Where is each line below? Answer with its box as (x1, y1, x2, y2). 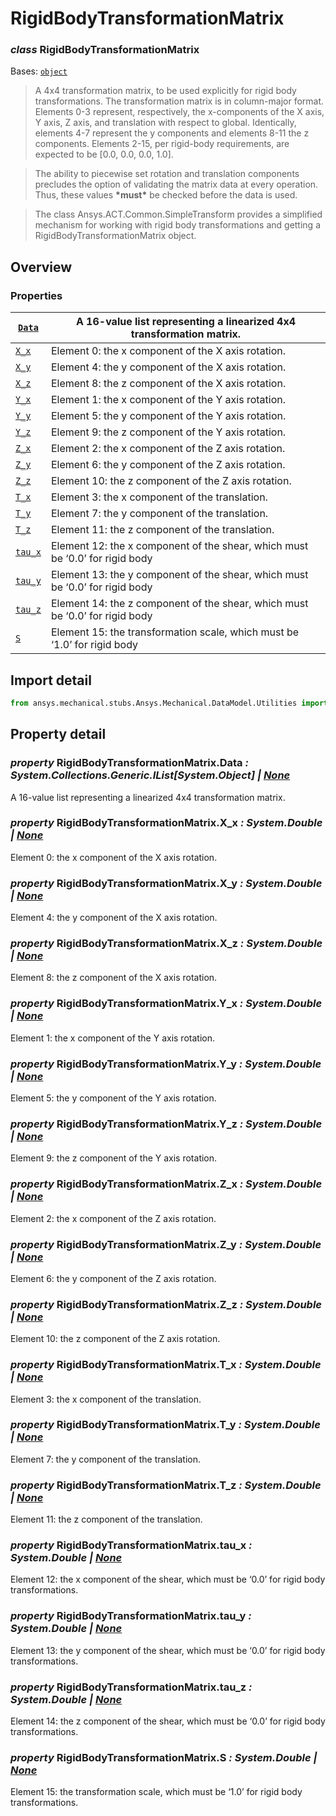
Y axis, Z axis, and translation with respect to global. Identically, (34, 117, 297, 129)
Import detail (10, 672, 92, 689)
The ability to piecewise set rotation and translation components (34, 168, 300, 180)
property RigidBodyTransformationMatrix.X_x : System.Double (10, 816, 323, 830)
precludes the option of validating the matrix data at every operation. (34, 178, 319, 191)
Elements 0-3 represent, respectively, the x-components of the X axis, (34, 106, 325, 118)
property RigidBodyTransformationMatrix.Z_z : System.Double (10, 1297, 323, 1311)
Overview (10, 258, 73, 276)
